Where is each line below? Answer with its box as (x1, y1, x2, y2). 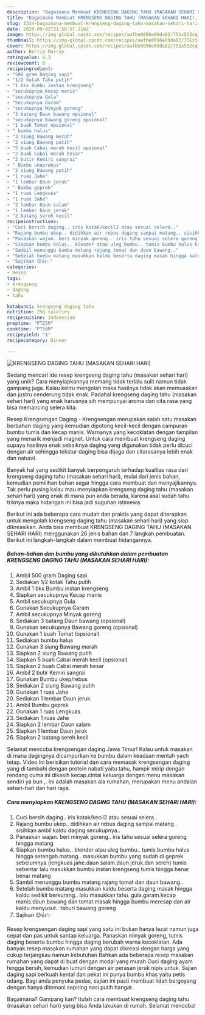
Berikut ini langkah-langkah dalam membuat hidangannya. (7, 536, 153, 543)
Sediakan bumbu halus (15, 636, 74, 644)
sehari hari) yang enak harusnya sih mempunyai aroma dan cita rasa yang (7, 397, 192, 404)
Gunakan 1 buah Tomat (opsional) (15, 630, 100, 638)
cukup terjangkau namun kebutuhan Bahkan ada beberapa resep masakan (7, 952, 194, 959)
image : (7, 32, 24, 38)
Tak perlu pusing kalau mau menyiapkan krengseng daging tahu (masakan (7, 485, 193, 493)
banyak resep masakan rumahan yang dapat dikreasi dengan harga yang (7, 945, 190, 952)
